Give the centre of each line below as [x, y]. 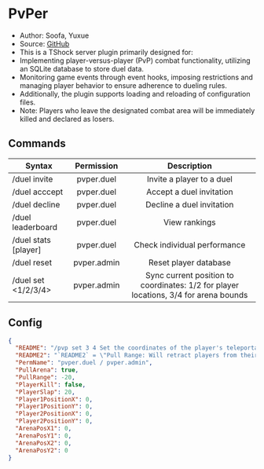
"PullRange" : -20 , [46, 377]
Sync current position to [189, 275]
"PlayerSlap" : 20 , [46, 392]
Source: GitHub [44, 43]
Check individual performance [190, 244]
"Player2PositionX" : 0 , [54, 414]
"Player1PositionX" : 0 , [54, 399]
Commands [37, 143]
